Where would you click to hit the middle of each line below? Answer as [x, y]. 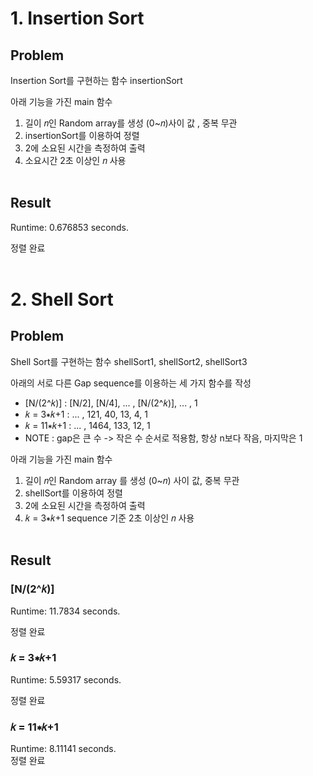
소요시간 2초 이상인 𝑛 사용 [75, 160]
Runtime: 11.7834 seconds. [65, 611]
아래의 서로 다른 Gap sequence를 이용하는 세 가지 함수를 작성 [131, 383]
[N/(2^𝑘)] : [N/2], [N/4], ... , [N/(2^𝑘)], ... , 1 [111, 403]
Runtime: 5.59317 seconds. [66, 679]
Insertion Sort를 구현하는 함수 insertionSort [96, 80]
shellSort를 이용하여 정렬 [73, 493]
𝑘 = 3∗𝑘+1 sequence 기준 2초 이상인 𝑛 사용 [109, 518]
